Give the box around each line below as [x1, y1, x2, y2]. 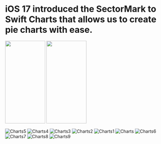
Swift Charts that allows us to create [5, 14, 157, 25]
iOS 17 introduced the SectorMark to [5, 3, 157, 15]
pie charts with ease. [5, 24, 93, 35]
